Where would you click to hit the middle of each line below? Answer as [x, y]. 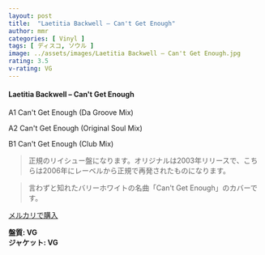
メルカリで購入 [33, 215]
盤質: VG [23, 232]
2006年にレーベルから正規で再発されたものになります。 [137, 170]
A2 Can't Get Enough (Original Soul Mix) [76, 128]
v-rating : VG [30, 69]
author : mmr [28, 31]
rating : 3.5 [28, 62]
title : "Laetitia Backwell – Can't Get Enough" [92, 23]
